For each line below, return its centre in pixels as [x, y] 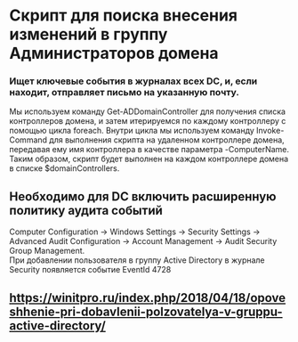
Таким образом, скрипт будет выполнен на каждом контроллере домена [149, 159]
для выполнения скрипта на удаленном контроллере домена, [166, 140]
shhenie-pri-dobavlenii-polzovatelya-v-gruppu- [146, 311]
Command [28, 140]
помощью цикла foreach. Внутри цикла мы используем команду [132, 131]
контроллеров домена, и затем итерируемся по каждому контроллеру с [148, 121]
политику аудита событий [86, 210]
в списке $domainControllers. [64, 168]
